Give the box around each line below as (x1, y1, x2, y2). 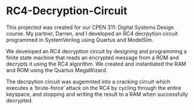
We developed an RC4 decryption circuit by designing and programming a (6, 47, 187, 54)
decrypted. (6, 96, 33, 104)
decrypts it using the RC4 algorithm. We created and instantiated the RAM (6, 60, 186, 67)
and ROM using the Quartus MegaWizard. (6, 66, 108, 73)
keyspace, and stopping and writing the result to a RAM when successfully (6, 90, 188, 98)
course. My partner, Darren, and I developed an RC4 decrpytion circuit (6, 30, 179, 37)
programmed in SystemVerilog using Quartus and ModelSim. (6, 36, 154, 43)
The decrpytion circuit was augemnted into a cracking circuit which (6, 78, 170, 85)
